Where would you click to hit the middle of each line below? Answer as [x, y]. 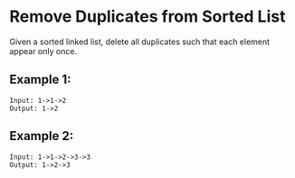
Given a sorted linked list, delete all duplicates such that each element [139, 42]
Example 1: [40, 80]
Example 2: [42, 136]
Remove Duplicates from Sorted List [147, 17]
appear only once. [43, 51]
